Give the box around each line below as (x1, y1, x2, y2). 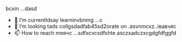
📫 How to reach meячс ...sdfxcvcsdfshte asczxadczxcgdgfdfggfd (14, 30, 177, 36)
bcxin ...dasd (5, 5, 37, 12)
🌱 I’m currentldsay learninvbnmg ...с (14, 17, 103, 23)
